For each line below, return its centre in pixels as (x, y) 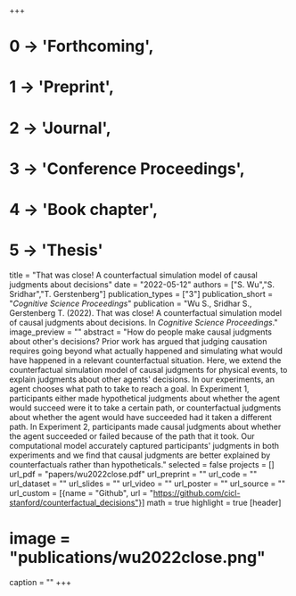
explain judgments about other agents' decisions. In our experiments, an (142, 379)
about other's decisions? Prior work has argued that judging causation (138, 341)
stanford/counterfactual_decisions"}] (77, 502)
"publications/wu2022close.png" (137, 558)
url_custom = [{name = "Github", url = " (82, 493)
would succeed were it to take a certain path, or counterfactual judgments (145, 408)
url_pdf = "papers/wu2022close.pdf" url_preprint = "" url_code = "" (133, 474)
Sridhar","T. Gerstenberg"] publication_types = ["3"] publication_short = (141, 294)
